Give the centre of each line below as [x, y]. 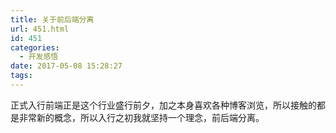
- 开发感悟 [39, 57]
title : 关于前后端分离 [52, 19]
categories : [35, 47]
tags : [21, 76]
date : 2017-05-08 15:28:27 [66, 66]
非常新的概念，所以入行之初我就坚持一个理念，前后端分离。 [141, 117]
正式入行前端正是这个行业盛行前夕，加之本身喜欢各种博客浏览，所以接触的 [163, 105]
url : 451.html [40, 29]
